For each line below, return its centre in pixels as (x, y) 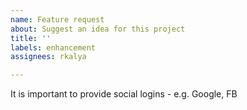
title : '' (31, 38)
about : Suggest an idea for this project (98, 29)
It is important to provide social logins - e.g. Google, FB (124, 94)
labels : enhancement (53, 47)
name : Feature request (57, 19)
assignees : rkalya (48, 57)
